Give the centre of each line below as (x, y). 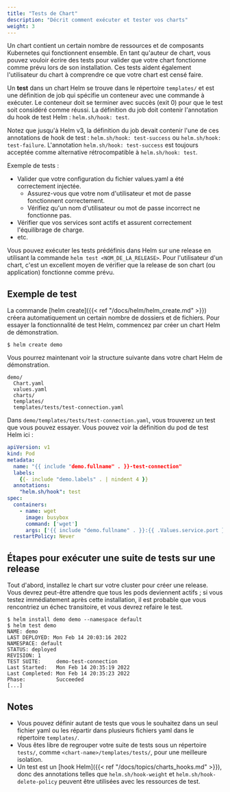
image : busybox (47, 517)
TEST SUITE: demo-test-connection (62, 662)
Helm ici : (20, 435)
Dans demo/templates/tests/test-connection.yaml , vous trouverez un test (111, 420)
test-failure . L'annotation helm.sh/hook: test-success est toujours (103, 145)
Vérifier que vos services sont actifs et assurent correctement (104, 223)
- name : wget (38, 511)
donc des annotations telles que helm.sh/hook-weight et (95, 774)
